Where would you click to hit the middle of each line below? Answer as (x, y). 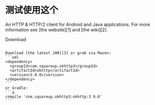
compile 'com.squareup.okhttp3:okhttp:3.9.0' (54, 96)
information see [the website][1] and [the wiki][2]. (57, 29)
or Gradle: (17, 88)
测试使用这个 (32, 10)
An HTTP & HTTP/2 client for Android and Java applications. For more (77, 24)
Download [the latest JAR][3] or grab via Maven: (58, 53)
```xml (12, 57)
